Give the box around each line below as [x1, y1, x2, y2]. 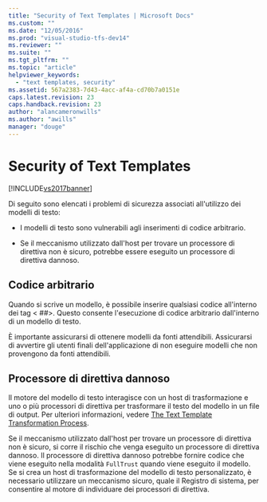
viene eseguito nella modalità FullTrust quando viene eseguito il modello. [8, 459, 251, 469]
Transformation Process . [8, 418, 89, 428]
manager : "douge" [8, 123, 66, 131]
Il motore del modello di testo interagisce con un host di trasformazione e [8, 393, 249, 402]
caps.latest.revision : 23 [8, 93, 94, 101]
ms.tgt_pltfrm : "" [8, 57, 69, 65]
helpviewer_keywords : [8, 71, 80, 79]
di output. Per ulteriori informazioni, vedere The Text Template [8, 410, 213, 419]
